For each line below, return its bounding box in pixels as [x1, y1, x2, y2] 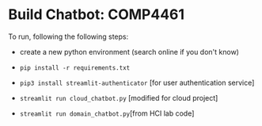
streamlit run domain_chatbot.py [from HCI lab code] [19, 109, 195, 118]
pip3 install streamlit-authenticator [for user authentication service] [19, 78, 255, 87]
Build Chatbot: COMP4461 [8, 6, 184, 24]
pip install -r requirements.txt [19, 63, 131, 72]
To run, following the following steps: [8, 32, 129, 41]
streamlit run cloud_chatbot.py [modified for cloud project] [19, 93, 218, 102]
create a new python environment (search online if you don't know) [19, 47, 240, 56]
